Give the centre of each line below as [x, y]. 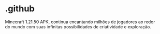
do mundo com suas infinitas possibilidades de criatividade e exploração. [78, 26]
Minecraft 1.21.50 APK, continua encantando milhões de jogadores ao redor [80, 22]
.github [20, 9]
